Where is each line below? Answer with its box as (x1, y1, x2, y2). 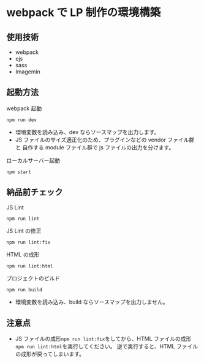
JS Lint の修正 (6, 227, 42, 234)
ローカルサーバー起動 (6, 157, 60, 164)
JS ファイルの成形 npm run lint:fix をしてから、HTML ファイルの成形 (15, 335, 192, 343)
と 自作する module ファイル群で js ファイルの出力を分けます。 (15, 143, 175, 151)
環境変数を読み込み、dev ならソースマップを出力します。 (15, 128, 160, 135)
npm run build (6, 286, 43, 293)
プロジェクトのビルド (6, 274, 60, 282)
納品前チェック (6, 187, 63, 198)
